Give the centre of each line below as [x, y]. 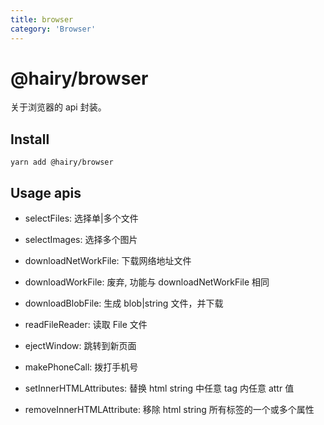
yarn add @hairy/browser [62, 162]
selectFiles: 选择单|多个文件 [81, 218]
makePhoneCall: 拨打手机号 [81, 367]
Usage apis [46, 192]
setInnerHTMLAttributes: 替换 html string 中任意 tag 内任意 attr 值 [159, 388]
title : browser [42, 19]
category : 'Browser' [53, 29]
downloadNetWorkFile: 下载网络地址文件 [108, 261]
